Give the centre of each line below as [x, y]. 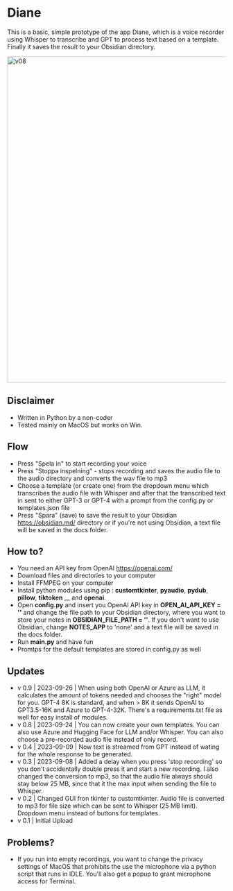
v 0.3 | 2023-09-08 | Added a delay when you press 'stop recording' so [120, 762]
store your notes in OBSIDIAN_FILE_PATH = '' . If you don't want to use [118, 620]
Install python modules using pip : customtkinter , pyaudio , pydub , [113, 591]
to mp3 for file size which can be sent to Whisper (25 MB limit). [107, 806]
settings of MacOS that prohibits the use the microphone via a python [116, 866]
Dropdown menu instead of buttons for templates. [88, 813]
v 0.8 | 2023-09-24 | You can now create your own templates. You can [118, 725]
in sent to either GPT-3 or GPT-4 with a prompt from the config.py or [115, 500]
